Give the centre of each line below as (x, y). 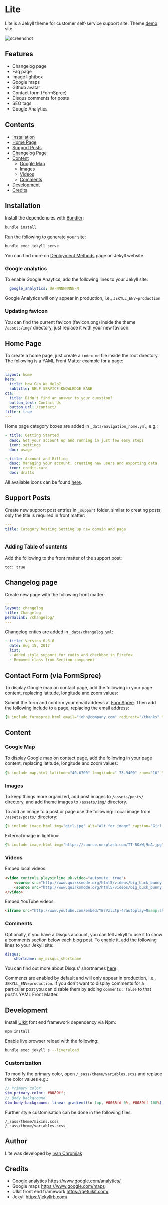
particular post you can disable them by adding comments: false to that (78, 989)
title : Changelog (23, 613)
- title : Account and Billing (37, 459)
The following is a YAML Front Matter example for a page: (64, 361)
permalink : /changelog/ (30, 618)
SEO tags (22, 103)
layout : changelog (24, 608)
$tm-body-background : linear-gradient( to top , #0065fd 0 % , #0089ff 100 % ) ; (85, 1103)
